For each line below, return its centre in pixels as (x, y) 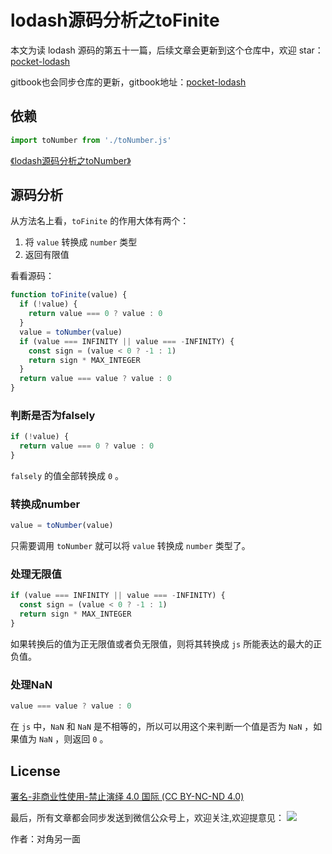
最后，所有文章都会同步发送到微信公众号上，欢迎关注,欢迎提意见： (147, 817)
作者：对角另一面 (45, 838)
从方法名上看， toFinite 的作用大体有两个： (100, 221)
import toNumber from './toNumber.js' (91, 140)
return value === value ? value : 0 (95, 379)
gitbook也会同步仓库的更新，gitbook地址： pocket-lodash (128, 82)
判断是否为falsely (53, 415)
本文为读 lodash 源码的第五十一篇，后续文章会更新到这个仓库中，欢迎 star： (167, 50)
